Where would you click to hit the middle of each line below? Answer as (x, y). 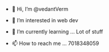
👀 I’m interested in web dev (45, 20)
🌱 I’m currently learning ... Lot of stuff (57, 32)
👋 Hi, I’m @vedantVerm (40, 9)
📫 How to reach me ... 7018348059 (55, 43)
